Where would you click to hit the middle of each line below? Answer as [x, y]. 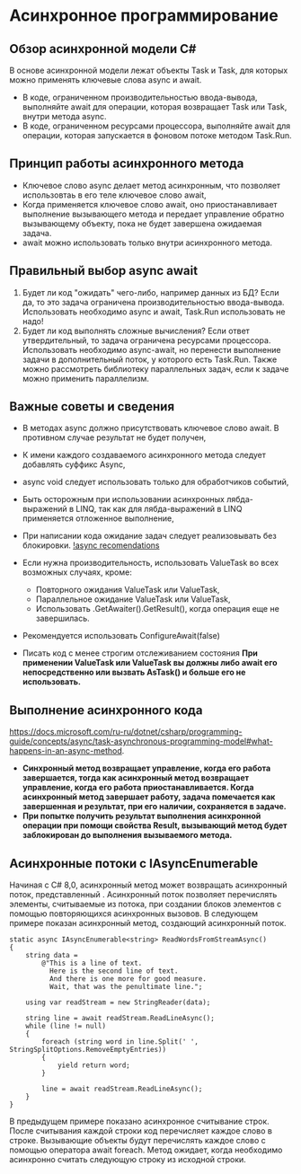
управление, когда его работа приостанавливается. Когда [138, 788]
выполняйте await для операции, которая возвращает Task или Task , [155, 107]
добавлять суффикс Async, [74, 464]
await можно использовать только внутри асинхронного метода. [147, 243]
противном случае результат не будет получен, [114, 437]
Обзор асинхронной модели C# [103, 49]
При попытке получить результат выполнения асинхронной [142, 816]
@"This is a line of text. [92, 963]
